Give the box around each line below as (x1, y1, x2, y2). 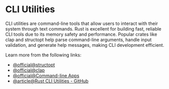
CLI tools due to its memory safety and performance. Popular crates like (5, 31, 157, 37)
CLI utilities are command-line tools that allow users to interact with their (5, 20, 158, 26)
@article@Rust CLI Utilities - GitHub (12, 78, 89, 84)
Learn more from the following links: (5, 52, 82, 58)
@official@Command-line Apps (12, 72, 79, 78)
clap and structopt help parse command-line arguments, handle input (5, 37, 152, 43)
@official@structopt (12, 62, 55, 68)
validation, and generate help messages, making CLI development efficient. (5, 42, 164, 48)
